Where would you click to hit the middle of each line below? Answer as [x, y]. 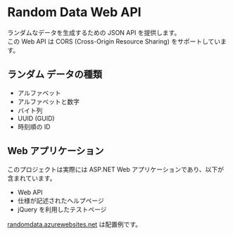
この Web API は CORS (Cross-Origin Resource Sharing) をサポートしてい [114, 41]
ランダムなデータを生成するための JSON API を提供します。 [94, 32]
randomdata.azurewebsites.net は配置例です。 [75, 224]
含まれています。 [32, 178]
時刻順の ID [34, 127]
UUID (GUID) [36, 118]
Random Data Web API [75, 12]
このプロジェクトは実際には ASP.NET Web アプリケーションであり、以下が [115, 169]
